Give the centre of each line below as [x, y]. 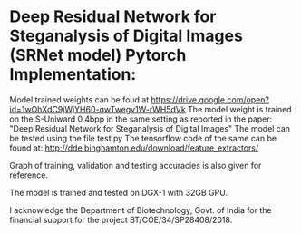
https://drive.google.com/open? [210, 99]
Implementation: [73, 75]
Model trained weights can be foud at [79, 99]
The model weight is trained [239, 109]
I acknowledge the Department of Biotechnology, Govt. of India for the [141, 210]
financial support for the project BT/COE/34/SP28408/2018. [121, 219]
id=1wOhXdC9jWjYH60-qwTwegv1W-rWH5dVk [97, 109]
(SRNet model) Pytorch [98, 55]
